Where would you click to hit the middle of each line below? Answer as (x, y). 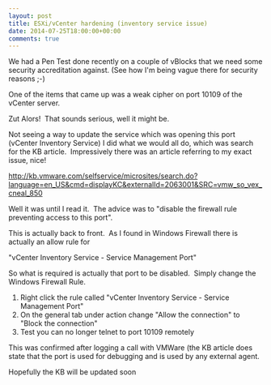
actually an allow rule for (49, 242)
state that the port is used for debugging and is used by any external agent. (134, 357)
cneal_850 (25, 193)
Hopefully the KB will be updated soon (72, 372)
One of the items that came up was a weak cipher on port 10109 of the (125, 95)
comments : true (34, 38)
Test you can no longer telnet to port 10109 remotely (107, 332)
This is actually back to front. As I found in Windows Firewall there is (123, 233)
